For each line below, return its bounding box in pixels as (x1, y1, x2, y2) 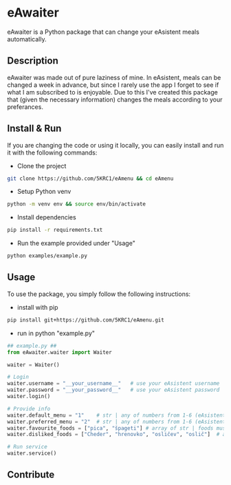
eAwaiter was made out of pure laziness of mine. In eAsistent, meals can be (7, 73, 221, 81)
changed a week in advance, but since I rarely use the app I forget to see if (7, 81, 219, 89)
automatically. (7, 34, 47, 43)
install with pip (16, 303, 58, 311)
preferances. (7, 102, 43, 111)
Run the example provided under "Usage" (16, 239, 135, 248)
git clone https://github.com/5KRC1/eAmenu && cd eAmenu (7, 175, 174, 182)
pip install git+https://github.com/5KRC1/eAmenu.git (7, 316, 165, 324)
